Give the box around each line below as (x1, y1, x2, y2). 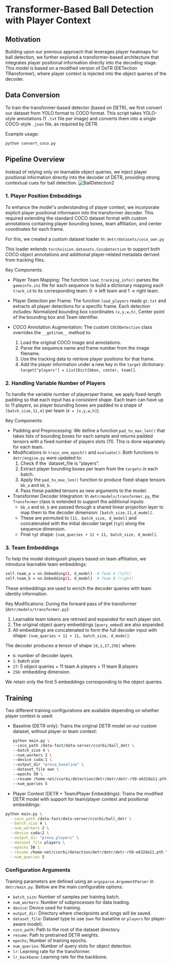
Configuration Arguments (5, 866, 71, 873)
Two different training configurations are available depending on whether (5, 707, 160, 713)
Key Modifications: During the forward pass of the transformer (5, 600, 137, 607)
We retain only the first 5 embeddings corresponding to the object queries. (5, 679, 163, 685)
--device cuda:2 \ (10, 830, 50, 836)
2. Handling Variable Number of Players (5, 379, 106, 387)
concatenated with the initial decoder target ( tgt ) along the (20, 520, 145, 526)
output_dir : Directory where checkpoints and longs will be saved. (12, 910, 152, 916)
